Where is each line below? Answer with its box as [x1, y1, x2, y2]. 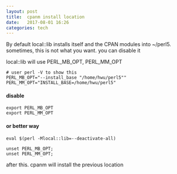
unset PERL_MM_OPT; [6, 151, 54, 156]
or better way [6, 123, 40, 130]
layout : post [6, 8, 38, 15]
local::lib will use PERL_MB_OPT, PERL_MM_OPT [6, 58, 123, 65]
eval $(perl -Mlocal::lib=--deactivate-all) [6, 135, 116, 141]
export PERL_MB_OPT [6, 105, 54, 111]
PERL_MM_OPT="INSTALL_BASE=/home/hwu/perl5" [6, 80, 116, 86]
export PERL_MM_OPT [6, 110, 54, 116]
